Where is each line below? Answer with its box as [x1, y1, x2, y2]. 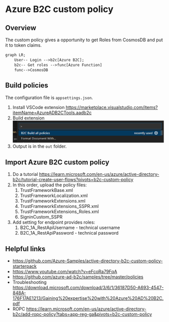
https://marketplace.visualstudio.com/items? [65, 104, 158, 110]
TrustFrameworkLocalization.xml [20, 192, 88, 199]
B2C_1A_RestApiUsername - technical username [20, 225, 120, 231]
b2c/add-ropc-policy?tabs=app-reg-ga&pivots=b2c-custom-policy [12, 311, 152, 317]
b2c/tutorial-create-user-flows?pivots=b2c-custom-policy [12, 177, 134, 183]
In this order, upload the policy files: [12, 182, 87, 188]
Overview [5, 24, 37, 32]
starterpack [12, 263, 37, 269]
